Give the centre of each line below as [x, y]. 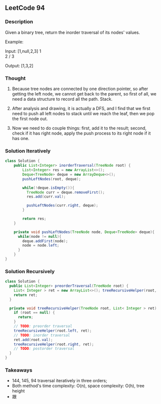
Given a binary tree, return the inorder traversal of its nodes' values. [73, 32]
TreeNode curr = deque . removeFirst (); [66, 192]
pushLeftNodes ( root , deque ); [52, 179]
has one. [21, 138]
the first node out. [30, 119]
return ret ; [26, 295]
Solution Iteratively [28, 151]
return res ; [35, 219]
